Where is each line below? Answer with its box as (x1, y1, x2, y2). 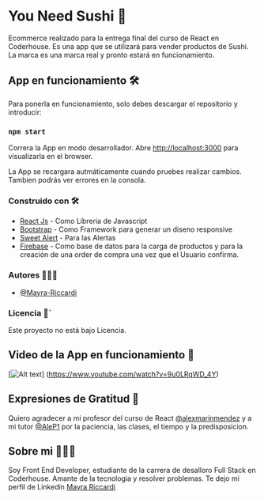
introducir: (8, 107, 42, 117)
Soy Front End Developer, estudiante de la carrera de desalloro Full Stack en (8, 466, 257, 475)
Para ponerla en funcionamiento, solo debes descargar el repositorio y (8, 99, 239, 108)
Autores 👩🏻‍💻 (8, 270, 58, 281)
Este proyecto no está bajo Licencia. (8, 325, 126, 335)
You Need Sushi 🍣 (8, 7, 127, 25)
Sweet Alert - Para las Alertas (19, 233, 116, 243)
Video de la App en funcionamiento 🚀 (8, 348, 195, 362)
